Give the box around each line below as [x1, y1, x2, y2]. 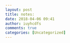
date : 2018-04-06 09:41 [5, 16, 55, 21]
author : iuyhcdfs [5, 21, 41, 26]
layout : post [5, 7, 32, 12]
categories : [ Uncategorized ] [5, 30, 66, 35]
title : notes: [5, 12, 35, 17]
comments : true [5, 26, 37, 31]
